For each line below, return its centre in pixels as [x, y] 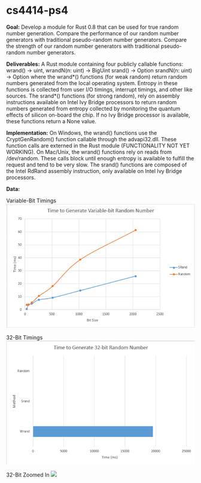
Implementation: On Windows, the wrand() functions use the [82, 133]
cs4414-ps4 [37, 10]
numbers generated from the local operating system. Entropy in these [92, 83]
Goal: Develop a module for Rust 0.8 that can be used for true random [92, 27]
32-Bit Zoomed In [28, 475]
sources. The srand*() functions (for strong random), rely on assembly [93, 96]
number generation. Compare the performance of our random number [93, 33]
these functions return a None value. [51, 121]
